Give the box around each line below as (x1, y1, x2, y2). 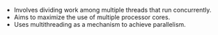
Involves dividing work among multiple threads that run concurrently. (13, 6, 212, 14)
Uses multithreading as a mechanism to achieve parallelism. (13, 21, 186, 28)
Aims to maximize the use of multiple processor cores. (13, 13, 171, 21)
